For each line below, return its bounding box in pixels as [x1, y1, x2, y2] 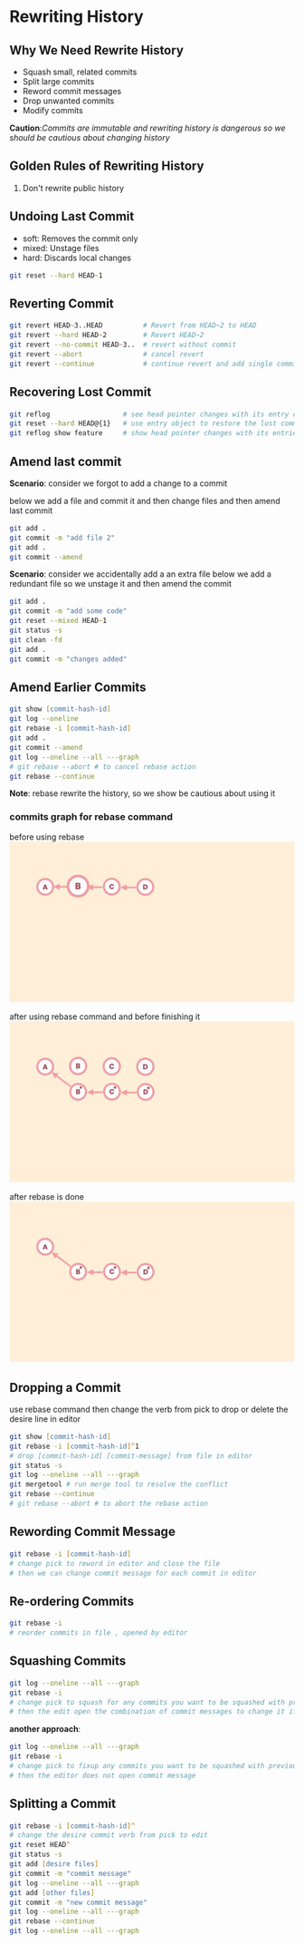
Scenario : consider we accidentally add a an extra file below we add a [9, 569, 271, 579]
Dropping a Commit [9, 1380, 121, 1395]
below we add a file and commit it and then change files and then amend [9, 495, 280, 506]
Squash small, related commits [22, 66, 138, 77]
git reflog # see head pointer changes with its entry [9, 410, 290, 419]
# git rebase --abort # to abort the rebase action [9, 1499, 208, 1509]
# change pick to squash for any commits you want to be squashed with [9, 1697, 285, 1706]
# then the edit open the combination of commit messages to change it [9, 1707, 285, 1716]
